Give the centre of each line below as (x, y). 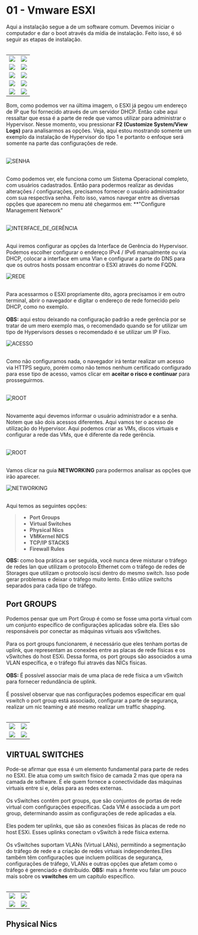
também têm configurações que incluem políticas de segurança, (85, 857)
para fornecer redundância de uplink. (51, 681)
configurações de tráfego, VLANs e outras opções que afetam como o (92, 863)
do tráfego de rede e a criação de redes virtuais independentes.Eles (89, 851)
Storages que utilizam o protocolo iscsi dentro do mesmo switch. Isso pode (98, 573)
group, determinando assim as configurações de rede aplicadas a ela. (91, 813)
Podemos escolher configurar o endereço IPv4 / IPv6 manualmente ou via (96, 252)
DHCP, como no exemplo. (38, 307)
